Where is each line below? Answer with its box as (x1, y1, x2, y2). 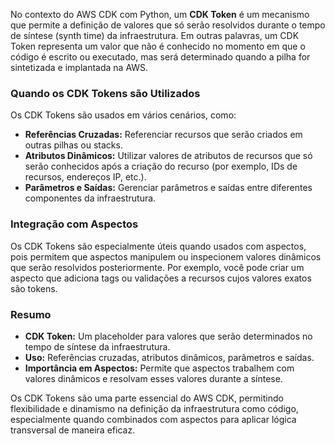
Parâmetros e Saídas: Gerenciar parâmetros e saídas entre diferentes (24, 182, 313, 194)
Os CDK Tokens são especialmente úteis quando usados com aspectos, (10, 240, 307, 252)
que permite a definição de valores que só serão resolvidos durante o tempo (10, 19, 326, 31)
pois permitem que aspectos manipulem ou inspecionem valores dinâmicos (10, 250, 322, 263)
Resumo (10, 307, 52, 321)
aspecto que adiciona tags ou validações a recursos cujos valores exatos (10, 272, 312, 284)
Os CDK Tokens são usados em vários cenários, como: (10, 109, 237, 121)
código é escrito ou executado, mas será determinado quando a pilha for (10, 51, 311, 63)
